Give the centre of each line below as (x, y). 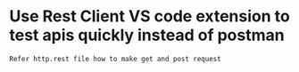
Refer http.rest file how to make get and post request (115, 59)
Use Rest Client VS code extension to (149, 16)
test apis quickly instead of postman (147, 35)
